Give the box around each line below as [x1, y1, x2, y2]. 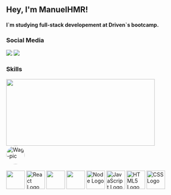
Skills [6, 65, 23, 73]
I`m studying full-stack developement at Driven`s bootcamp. [6, 21, 159, 28]
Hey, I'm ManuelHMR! [6, 5, 88, 15]
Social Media [6, 36, 45, 44]
